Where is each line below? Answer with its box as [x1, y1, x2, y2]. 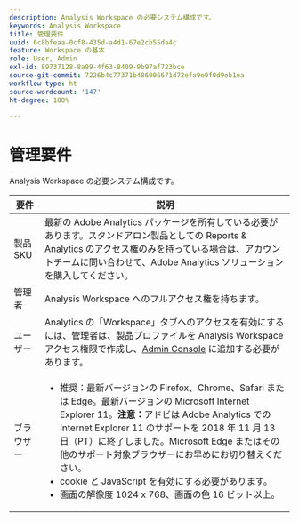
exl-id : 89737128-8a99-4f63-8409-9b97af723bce [9, 63, 185, 72]
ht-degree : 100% [9, 95, 69, 105]
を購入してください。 [44, 269, 133, 282]
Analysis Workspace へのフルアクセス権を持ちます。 [44, 293, 265, 305]
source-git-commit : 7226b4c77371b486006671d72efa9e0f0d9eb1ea [9, 71, 245, 80]
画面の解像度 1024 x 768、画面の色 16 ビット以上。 [59, 488, 280, 501]
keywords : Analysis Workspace [9, 21, 122, 30]
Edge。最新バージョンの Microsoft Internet [70, 395, 250, 407]
